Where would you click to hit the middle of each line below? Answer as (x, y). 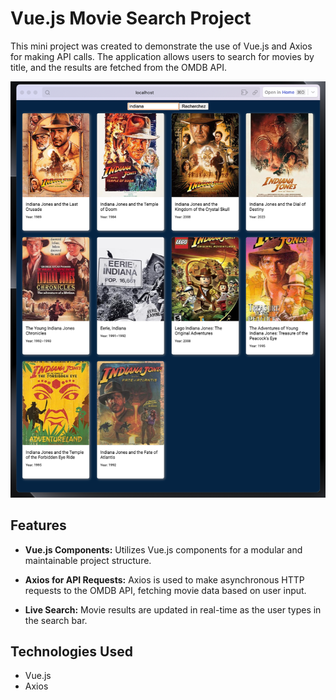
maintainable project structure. (88, 560)
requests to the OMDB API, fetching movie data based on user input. (165, 590)
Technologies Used (71, 652)
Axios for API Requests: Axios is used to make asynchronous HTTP (164, 579)
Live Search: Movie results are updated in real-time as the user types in (173, 609)
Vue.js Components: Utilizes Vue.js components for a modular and (163, 549)
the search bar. (56, 620)
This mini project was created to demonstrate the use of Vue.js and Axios (161, 46)
